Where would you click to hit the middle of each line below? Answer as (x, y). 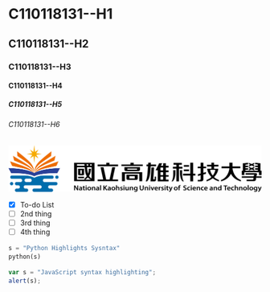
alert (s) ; (25, 281)
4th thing (35, 232)
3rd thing (35, 223)
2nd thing (36, 213)
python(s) (25, 257)
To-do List (37, 204)
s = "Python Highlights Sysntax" (64, 248)
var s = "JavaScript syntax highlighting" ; (82, 272)
